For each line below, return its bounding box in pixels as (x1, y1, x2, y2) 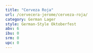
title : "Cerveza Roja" (5, 7, 54, 13)
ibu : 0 (5, 31, 19, 36)
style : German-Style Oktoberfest (5, 21, 77, 27)
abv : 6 (5, 26, 19, 31)
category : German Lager (5, 17, 56, 22)
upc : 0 (5, 40, 19, 45)
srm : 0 (5, 36, 19, 41)
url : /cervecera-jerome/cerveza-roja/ (5, 12, 88, 17)
